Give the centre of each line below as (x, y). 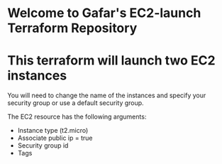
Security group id (43, 146)
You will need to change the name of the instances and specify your (107, 95)
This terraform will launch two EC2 (111, 61)
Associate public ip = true (55, 138)
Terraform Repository (72, 28)
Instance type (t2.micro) (53, 131)
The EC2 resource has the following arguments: (77, 117)
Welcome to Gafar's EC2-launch (104, 13)
